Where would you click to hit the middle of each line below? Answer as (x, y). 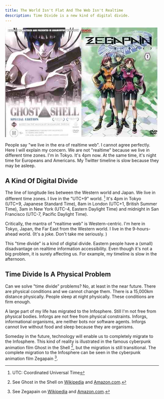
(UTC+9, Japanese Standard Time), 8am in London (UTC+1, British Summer (81, 204)
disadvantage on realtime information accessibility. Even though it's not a (79, 249)
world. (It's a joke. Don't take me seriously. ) (63, 234)
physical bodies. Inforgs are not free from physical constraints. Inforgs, (76, 316)
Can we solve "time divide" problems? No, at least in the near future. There (81, 286)
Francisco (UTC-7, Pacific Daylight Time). (47, 214)
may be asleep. (20, 166)
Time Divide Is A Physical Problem (58, 274)
